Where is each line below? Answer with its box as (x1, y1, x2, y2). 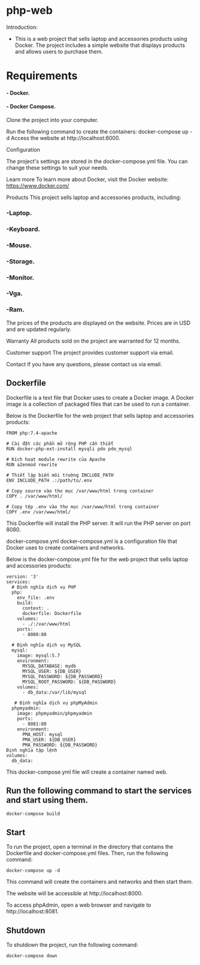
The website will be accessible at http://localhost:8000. (6, 890, 143, 897)
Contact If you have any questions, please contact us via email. (6, 360, 162, 367)
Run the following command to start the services (6, 785, 192, 795)
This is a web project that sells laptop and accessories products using (14, 35, 187, 42)
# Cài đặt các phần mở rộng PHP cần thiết (6, 440, 114, 447)
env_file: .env (17, 595, 55, 601)
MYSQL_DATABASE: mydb (22, 663, 77, 669)
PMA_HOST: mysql (22, 731, 63, 737)
